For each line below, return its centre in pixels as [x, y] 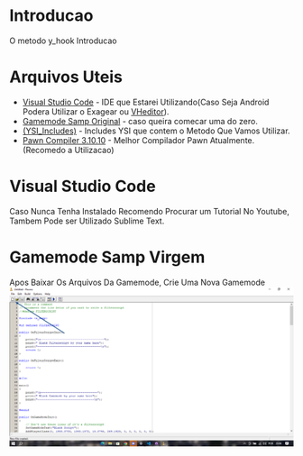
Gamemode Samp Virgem [107, 257]
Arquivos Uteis [66, 77]
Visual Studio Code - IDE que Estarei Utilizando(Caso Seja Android [146, 102]
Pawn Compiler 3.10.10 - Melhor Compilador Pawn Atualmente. [138, 140]
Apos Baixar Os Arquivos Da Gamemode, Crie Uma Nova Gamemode [138, 282]
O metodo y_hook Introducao [63, 41]
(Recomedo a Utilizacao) [68, 150]
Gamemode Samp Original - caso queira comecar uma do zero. [140, 121]
